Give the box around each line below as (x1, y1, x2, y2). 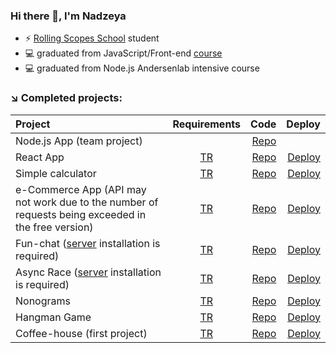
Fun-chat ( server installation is (15, 236, 161, 250)
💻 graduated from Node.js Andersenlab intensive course (24, 62, 260, 74)
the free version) (15, 220, 94, 234)
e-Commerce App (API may (15, 182, 147, 196)
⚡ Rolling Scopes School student (24, 32, 160, 44)
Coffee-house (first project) (15, 326, 148, 340)
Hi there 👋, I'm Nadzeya (10, 9, 127, 23)
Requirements (172, 117, 242, 131)
